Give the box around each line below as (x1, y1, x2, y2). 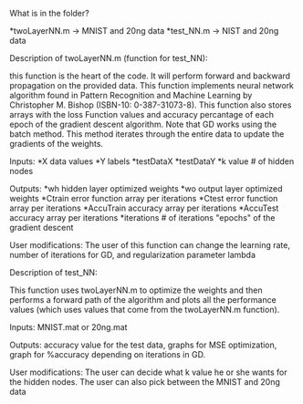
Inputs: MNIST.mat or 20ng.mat (9, 322, 128, 332)
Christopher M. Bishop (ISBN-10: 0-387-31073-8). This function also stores (9, 99, 292, 110)
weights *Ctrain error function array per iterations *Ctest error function (9, 193, 278, 203)
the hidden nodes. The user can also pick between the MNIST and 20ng (9, 377, 281, 387)
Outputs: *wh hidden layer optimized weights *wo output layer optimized (9, 183, 283, 194)
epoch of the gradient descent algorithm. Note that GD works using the (9, 119, 277, 129)
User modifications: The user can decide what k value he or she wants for (9, 367, 287, 378)
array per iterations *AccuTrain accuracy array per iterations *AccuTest (9, 202, 279, 213)
